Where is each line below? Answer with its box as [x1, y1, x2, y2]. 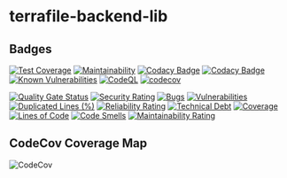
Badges [9, 42, 52, 57]
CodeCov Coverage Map [9, 135, 148, 151]
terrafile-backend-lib [9, 6, 168, 27]
